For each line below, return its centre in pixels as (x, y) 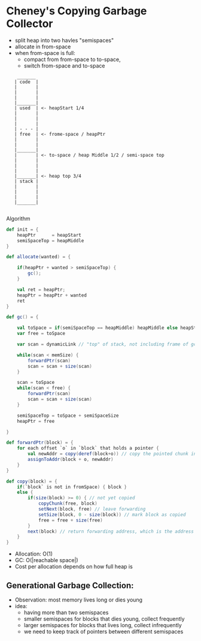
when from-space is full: (45, 53)
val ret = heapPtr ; (41, 289)
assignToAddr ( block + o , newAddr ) (71, 460)
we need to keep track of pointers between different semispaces (103, 631)
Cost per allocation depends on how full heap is (74, 567)
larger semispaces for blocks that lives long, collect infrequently (103, 625)
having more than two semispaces (66, 612)
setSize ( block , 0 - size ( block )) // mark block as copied (112, 515)
